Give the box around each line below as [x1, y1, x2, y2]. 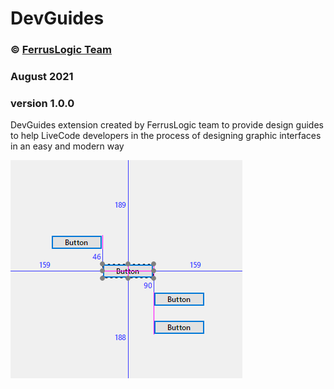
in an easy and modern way [10, 140, 125, 152]
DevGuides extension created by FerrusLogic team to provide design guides [10, 119, 324, 131]
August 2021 [10, 70, 74, 84]
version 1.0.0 [10, 96, 75, 110]
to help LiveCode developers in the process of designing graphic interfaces [10, 130, 322, 142]
